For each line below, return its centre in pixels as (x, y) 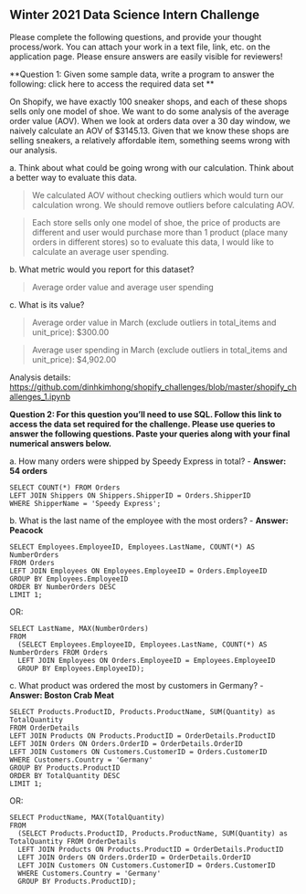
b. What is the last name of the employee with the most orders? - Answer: (149, 521)
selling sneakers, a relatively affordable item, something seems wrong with (150, 140)
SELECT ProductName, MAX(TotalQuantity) (88, 817)
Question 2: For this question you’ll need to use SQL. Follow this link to (146, 414)
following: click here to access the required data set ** (112, 84)
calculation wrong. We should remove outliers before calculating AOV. (163, 205)
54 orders (29, 470)
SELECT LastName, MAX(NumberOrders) (79, 628)
